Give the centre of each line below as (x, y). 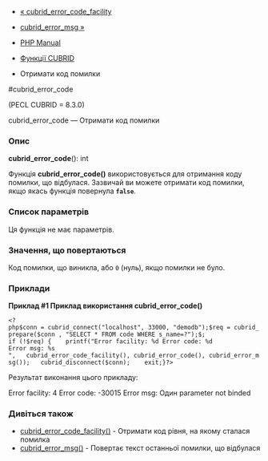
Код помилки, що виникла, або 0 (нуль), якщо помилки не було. (117, 267)
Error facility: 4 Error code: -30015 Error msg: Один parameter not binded (130, 393)
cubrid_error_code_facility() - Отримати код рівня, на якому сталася (135, 431)
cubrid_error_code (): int (48, 159)
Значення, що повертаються (67, 250)
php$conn (23, 328)
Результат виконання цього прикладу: (73, 378)
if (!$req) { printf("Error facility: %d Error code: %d (111, 342)
